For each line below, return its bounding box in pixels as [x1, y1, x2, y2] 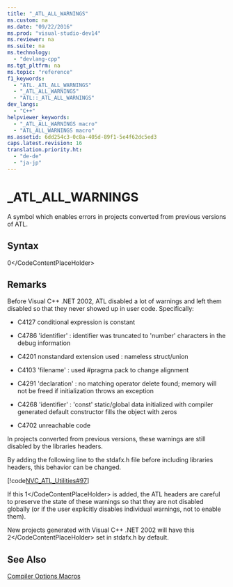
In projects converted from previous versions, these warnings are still [7, 435, 206, 443]
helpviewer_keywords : [7, 114, 70, 121]
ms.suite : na [7, 43, 45, 49]
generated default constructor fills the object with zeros [17, 408, 177, 416]
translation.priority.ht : [7, 146, 82, 153]
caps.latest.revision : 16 [7, 140, 82, 147]
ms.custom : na [7, 17, 49, 24]
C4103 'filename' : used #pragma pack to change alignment [17, 366, 189, 374]
